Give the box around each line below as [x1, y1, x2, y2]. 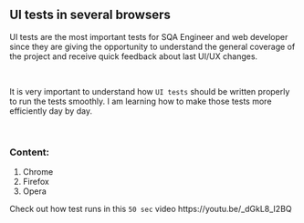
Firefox [22, 177, 50, 188]
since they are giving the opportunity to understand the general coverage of [9, 41, 296, 52]
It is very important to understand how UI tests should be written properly [9, 86, 290, 96]
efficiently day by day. [9, 105, 93, 117]
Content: [9, 146, 50, 158]
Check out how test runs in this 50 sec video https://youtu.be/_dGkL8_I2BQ [9, 204, 292, 215]
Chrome [22, 167, 54, 177]
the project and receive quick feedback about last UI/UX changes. [9, 50, 258, 62]
